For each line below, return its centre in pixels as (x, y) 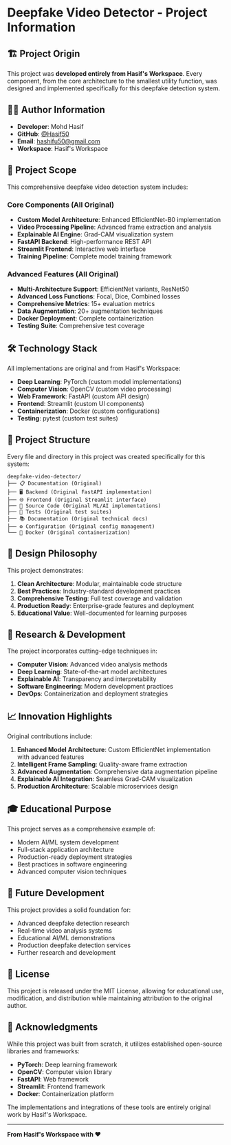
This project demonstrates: (45, 570)
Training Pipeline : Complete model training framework (94, 256)
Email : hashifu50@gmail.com (59, 141)
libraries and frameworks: (44, 1051)
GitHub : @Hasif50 (43, 134)
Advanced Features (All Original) (63, 274)
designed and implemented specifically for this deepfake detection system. (114, 88)
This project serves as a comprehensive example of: (81, 829)
